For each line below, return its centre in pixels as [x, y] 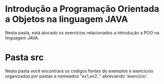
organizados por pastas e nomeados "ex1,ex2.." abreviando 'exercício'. [76, 76]
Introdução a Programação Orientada [82, 9]
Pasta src [24, 58]
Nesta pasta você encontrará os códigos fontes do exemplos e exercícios [79, 71]
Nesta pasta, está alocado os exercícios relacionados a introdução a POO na [82, 33]
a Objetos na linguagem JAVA [67, 19]
